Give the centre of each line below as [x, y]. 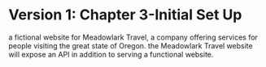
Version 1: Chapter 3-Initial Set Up [125, 15]
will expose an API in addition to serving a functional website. [111, 54]
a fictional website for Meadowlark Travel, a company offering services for [133, 37]
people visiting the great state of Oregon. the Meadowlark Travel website [131, 45]
